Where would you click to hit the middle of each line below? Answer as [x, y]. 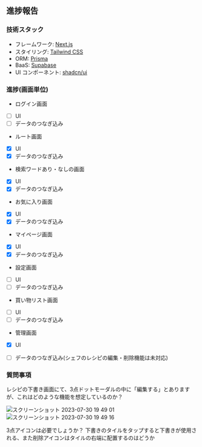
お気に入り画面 [34, 202]
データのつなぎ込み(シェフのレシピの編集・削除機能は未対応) [91, 358]
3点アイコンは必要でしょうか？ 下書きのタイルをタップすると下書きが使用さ [102, 431]
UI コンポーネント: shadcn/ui [51, 72]
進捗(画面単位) [27, 89]
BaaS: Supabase [35, 65]
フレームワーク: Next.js [44, 44]
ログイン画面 [31, 104]
